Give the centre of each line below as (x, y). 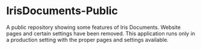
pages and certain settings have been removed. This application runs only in (101, 33)
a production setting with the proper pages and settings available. (88, 40)
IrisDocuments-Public (62, 11)
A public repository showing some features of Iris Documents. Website (94, 27)
